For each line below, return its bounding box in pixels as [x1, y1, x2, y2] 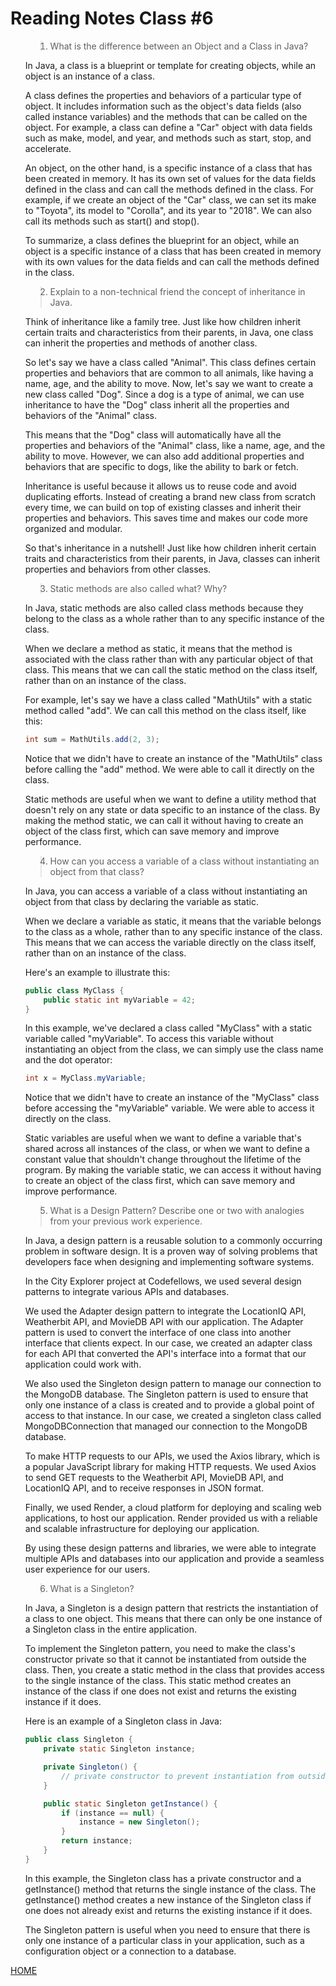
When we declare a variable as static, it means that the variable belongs [24, 915, 322, 927]
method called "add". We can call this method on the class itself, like [24, 704, 307, 716]
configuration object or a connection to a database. [24, 1945, 237, 1957]
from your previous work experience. [49, 1215, 203, 1227]
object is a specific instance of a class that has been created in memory [24, 245, 322, 257]
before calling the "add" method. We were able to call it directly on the [24, 763, 315, 775]
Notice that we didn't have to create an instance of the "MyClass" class [24, 1092, 320, 1104]
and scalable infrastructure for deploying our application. [24, 1523, 260, 1535]
